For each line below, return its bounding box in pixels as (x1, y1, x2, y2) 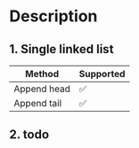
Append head (13, 82, 71, 95)
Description (9, 6, 98, 27)
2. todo (9, 127, 50, 143)
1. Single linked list (9, 42, 114, 57)
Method (25, 68, 60, 80)
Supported (78, 68, 126, 80)
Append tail (13, 97, 62, 109)
